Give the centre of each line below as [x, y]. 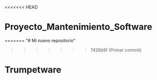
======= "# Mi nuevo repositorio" [40, 40]
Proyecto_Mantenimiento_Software [78, 27]
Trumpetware [33, 70]
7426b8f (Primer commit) [116, 50]
